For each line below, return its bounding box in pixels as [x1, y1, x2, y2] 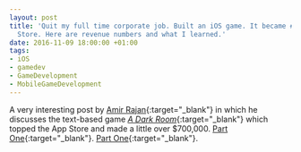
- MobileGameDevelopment [9, 80, 102, 89]
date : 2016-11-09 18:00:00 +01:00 [9, 38, 139, 47]
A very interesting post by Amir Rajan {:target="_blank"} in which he [9, 104, 258, 114]
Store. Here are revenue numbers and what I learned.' [17, 30, 227, 38]
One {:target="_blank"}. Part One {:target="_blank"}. [9, 132, 199, 143]
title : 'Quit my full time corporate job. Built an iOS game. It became [9, 21, 287, 30]
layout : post [9, 13, 58, 22]
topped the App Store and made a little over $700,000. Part [9, 122, 228, 134]
